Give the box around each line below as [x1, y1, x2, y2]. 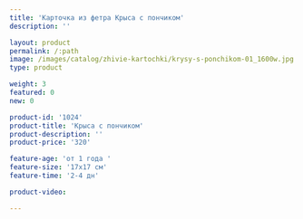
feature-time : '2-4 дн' [9, 171, 100, 180]
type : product [9, 63, 64, 72]
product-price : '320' [9, 138, 92, 148]
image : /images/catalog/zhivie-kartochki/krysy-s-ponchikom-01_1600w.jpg [9, 55, 295, 64]
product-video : [9, 187, 67, 196]
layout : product [9, 38, 71, 47]
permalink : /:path [9, 46, 79, 55]
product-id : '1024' [9, 112, 83, 122]
